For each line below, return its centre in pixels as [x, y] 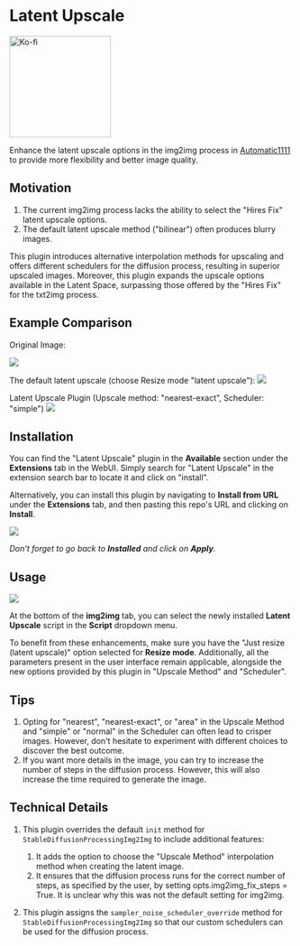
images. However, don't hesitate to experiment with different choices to [155, 741]
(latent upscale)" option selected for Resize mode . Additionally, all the [139, 653]
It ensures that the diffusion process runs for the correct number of [160, 876]
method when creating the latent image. [110, 866]
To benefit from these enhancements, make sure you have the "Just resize [147, 643]
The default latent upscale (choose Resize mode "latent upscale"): [132, 380]
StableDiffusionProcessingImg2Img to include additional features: [143, 839]
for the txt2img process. [54, 294]
